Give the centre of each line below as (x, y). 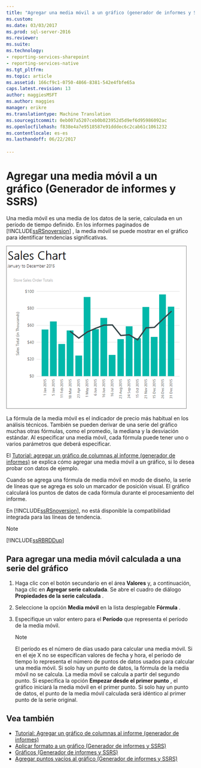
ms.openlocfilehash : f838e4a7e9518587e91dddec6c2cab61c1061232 (87, 127)
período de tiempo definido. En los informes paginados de (78, 225)
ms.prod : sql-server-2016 (38, 32)
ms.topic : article (29, 76)
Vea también (30, 718)
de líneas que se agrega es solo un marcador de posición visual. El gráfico (98, 486)
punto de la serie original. (46, 700)
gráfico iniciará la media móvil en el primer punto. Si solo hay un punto (101, 687)
